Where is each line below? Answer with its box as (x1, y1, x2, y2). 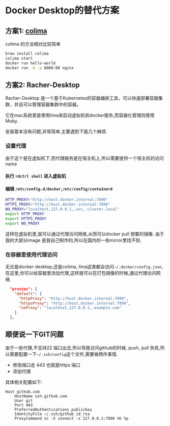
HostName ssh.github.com (14, 393, 67, 399)
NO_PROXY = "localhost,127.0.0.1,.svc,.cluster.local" (5, 207, 120, 212)
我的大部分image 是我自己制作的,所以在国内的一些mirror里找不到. (5, 237, 142, 243)
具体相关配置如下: (5, 379, 43, 385)
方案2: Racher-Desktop (5, 80, 80, 89)
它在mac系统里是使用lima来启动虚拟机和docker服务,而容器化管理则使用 (5, 112, 155, 119)
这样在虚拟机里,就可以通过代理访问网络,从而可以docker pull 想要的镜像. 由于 (5, 231, 164, 237)
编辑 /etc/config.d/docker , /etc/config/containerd (5, 185, 113, 191)
